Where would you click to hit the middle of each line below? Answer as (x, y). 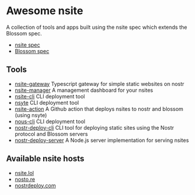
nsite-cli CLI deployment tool (50, 96)
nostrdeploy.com (35, 185)
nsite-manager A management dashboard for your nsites (84, 90)
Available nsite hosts (45, 159)
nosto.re (25, 179)
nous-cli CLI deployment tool (50, 121)
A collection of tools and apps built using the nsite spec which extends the (97, 27)
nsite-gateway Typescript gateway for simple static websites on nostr (99, 84)
